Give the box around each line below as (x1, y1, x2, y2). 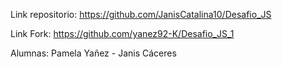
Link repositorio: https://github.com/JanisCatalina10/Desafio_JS (10, 9, 272, 20)
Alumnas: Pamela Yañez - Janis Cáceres (10, 47, 177, 59)
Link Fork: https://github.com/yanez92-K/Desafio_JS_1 (10, 28, 235, 39)
